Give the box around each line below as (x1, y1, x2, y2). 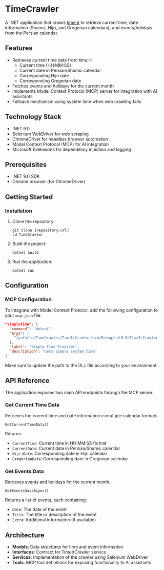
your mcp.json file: (5, 312, 41, 318)
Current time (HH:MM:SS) (19, 62, 72, 68)
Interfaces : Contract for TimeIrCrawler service (12, 549, 106, 555)
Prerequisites (5, 160, 47, 169)
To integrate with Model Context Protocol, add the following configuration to (5, 307, 158, 313)
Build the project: (12, 241, 47, 247)
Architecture (5, 531, 45, 539)
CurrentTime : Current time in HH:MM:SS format (12, 440, 106, 446)
